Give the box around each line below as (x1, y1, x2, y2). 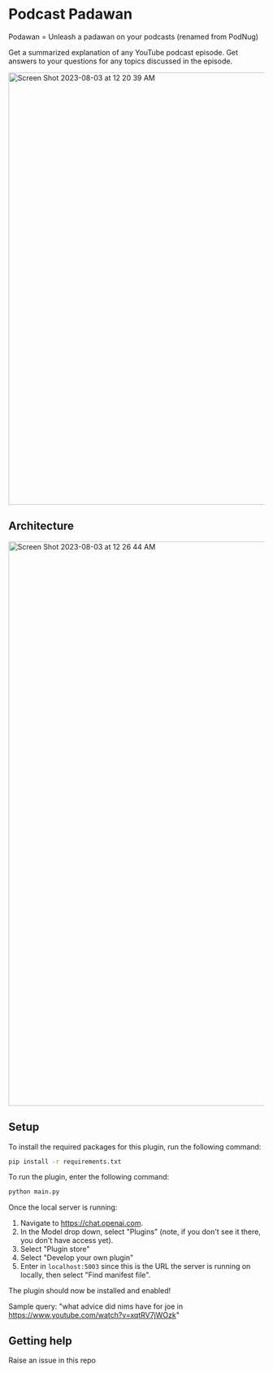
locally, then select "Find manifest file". (19, 1270, 151, 1280)
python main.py (8, 1188, 60, 1196)
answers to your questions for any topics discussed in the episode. (8, 56, 233, 66)
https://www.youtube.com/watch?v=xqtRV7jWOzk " (8, 1310, 180, 1320)
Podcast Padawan (8, 5, 132, 24)
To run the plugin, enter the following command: (8, 1172, 170, 1182)
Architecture (8, 519, 75, 533)
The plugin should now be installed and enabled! (8, 1286, 171, 1296)
